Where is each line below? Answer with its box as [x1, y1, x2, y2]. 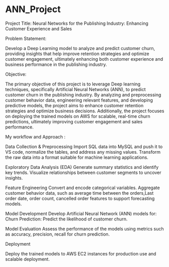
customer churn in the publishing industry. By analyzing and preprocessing [5, 92, 161, 98]
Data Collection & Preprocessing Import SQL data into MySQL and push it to [5, 143, 163, 150]
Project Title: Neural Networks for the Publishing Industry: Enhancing [5, 20, 149, 26]
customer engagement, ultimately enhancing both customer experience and [5, 56, 163, 62]
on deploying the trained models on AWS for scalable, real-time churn [5, 113, 150, 119]
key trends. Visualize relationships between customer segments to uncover [5, 169, 161, 175]
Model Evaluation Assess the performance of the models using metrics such [5, 226, 164, 232]
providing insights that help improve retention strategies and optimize [5, 51, 150, 57]
